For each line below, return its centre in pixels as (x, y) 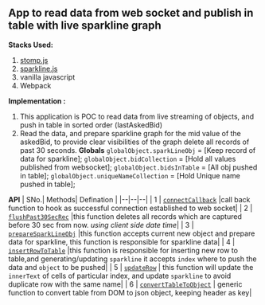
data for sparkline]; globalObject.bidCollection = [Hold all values (128, 158)
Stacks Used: (31, 45)
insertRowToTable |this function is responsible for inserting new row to (123, 250)
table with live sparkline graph (85, 26)
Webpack (35, 85)
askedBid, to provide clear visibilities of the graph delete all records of (134, 142)
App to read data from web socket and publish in (131, 13)
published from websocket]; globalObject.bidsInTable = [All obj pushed (138, 167)
